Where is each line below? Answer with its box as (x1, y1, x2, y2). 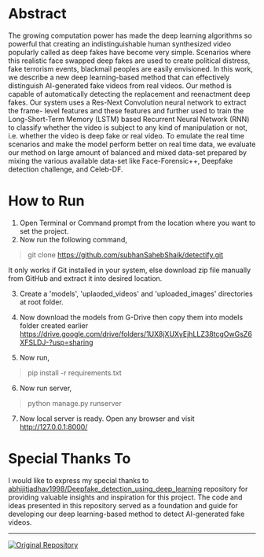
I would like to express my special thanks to (8, 475, 149, 485)
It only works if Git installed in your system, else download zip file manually (8, 265, 251, 275)
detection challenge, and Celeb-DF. (8, 164, 123, 174)
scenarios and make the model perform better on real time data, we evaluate (8, 139, 256, 149)
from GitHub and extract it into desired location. (8, 273, 163, 283)
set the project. (19, 226, 69, 236)
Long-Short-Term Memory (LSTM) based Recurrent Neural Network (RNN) (8, 114, 250, 124)
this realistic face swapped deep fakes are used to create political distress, (8, 56, 251, 65)
